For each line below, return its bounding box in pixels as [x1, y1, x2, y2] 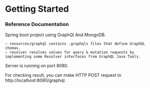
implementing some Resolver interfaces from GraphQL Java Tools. [5, 54, 141, 59]
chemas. [5, 45, 21, 51]
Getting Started [5, 3, 69, 15]
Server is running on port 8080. [5, 63, 68, 69]
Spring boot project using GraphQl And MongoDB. [5, 32, 106, 38]
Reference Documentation [5, 21, 69, 28]
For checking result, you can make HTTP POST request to [5, 72, 122, 78]
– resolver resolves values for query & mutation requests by [5, 50, 134, 55]
